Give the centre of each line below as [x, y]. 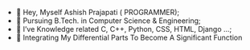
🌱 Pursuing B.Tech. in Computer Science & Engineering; [108, 21]
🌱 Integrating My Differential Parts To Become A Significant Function [129, 37]
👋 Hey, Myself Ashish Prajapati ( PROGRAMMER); [98, 12]
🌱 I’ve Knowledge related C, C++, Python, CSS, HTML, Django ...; [124, 29]
